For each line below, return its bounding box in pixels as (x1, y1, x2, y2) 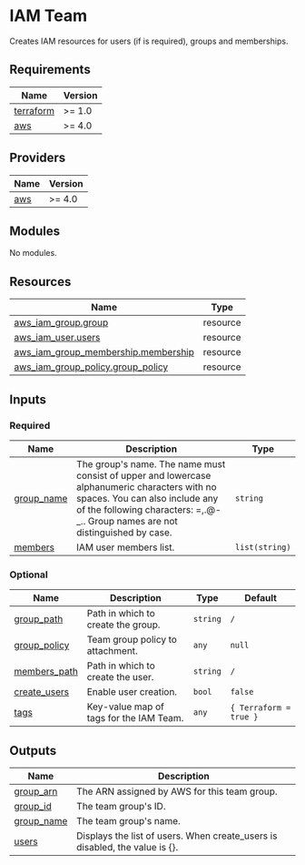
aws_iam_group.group (14, 316, 109, 329)
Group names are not (87, 514, 179, 527)
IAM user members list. (76, 541, 175, 554)
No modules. (9, 248, 57, 259)
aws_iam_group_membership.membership (14, 346, 195, 359)
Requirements (9, 62, 91, 77)
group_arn (14, 785, 58, 798)
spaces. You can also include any (76, 492, 219, 504)
